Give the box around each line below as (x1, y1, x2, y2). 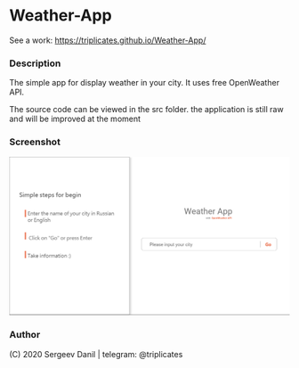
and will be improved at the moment (9, 113, 141, 125)
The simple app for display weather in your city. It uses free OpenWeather (9, 78, 280, 88)
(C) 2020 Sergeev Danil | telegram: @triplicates (9, 348, 183, 359)
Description (9, 57, 61, 70)
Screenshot (9, 135, 61, 148)
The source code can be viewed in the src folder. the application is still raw (9, 104, 284, 115)
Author (9, 329, 41, 341)
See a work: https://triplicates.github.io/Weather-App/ (9, 35, 206, 45)
